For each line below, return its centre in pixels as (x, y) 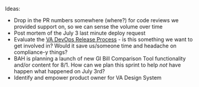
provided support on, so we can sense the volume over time (88, 27)
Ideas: (13, 9)
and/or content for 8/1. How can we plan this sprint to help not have (97, 65)
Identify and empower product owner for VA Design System (88, 78)
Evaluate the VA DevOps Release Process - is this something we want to (103, 39)
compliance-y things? (41, 52)
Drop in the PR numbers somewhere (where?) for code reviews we (96, 20)
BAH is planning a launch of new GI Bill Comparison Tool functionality (100, 58)
